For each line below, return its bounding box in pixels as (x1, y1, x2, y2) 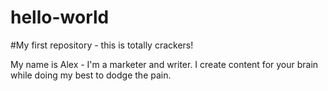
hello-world (10, 6, 110, 29)
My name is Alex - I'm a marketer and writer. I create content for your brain (10, 58, 319, 70)
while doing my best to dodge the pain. (10, 69, 172, 81)
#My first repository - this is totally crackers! (10, 39, 194, 51)
